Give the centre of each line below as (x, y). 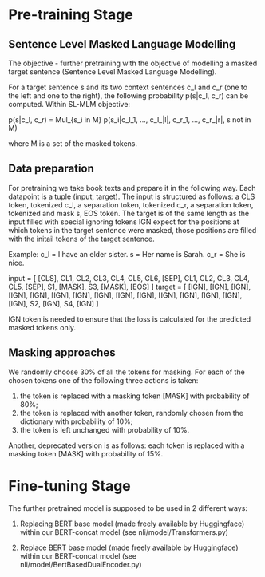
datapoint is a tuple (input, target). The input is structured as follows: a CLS (132, 196)
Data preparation (51, 169)
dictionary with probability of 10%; (76, 421)
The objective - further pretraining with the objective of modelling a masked (133, 63)
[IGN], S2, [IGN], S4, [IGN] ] (53, 303)
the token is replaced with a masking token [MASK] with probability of (134, 396)
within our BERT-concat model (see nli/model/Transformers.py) (124, 532)
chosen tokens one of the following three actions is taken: (103, 380)
